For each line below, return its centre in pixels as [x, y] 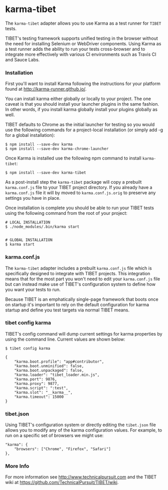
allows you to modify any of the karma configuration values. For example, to [83, 430]
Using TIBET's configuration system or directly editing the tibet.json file [81, 425]
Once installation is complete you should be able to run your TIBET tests [80, 208]
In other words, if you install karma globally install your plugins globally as [81, 110]
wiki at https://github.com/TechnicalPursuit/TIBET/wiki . [62, 482]
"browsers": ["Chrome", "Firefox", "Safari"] [63, 449]
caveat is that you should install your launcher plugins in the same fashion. [82, 104]
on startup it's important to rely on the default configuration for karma [77, 304]
